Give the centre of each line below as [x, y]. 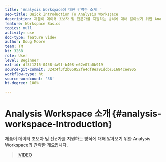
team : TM [14, 46]
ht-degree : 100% [22, 83]
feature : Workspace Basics [33, 23]
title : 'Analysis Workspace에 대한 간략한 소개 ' [53, 10]
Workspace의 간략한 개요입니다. [37, 145]
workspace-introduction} [59, 124]
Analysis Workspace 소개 [58, 113]
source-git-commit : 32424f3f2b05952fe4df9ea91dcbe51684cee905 [71, 70]
